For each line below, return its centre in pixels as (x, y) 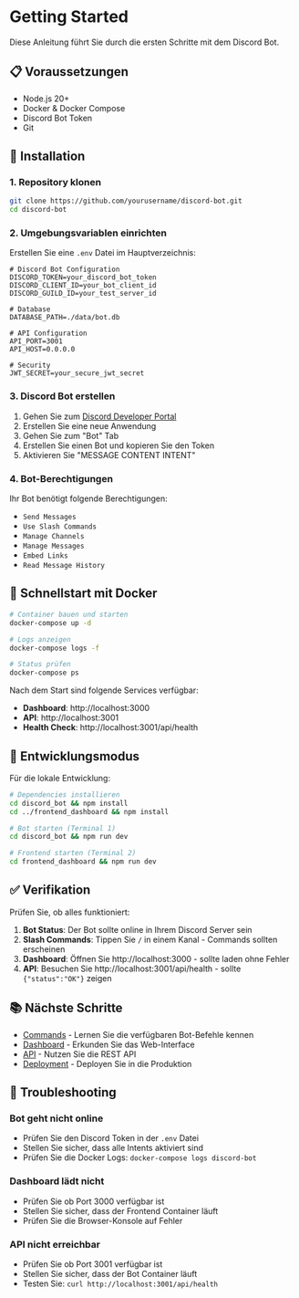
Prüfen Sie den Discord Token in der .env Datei (110, 1138)
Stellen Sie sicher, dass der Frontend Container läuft (120, 1210)
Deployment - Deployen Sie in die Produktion (107, 1063)
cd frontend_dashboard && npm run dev (83, 862)
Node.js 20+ (46, 99)
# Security (30, 366)
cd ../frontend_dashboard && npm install (89, 811)
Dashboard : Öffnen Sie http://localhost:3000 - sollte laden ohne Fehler (156, 958)
